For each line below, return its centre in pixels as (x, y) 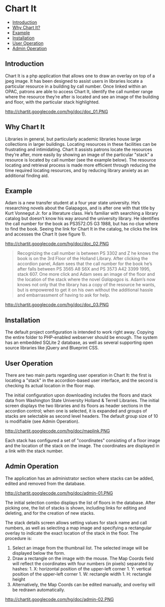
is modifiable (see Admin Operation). (42, 421)
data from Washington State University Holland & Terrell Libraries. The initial (82, 400)
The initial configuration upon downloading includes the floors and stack (79, 395)
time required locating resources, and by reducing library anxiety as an (77, 170)
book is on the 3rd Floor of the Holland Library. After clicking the (82, 259)
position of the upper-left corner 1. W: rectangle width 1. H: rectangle (82, 574)
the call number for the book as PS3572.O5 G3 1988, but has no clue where (82, 224)
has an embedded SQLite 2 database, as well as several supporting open (79, 342)
